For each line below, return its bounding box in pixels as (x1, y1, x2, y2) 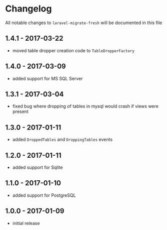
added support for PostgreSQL (12, 192, 76, 198)
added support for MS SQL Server (12, 75, 83, 81)
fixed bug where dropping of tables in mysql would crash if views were (12, 103, 158, 109)
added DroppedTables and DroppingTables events (12, 137, 113, 143)
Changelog (5, 3, 52, 15)
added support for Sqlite (12, 164, 63, 170)
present (12, 108, 28, 114)
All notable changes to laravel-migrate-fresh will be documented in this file (5, 20, 162, 26)
